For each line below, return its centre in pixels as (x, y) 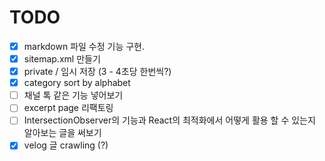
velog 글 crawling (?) (66, 145)
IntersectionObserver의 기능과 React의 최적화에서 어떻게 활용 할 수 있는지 (169, 120)
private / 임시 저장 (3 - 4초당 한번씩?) (97, 72)
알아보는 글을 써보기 (62, 133)
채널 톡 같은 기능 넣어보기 (73, 95)
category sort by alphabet (77, 83)
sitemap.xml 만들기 (62, 59)
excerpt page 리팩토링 (68, 108)
